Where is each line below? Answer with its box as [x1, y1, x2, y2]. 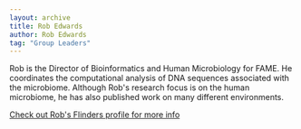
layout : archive [9, 13, 71, 23]
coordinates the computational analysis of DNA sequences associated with [9, 73, 290, 84]
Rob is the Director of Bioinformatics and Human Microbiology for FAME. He [9, 63, 293, 74]
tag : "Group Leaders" [9, 38, 92, 48]
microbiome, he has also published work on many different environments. [9, 92, 284, 103]
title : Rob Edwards [9, 22, 83, 31]
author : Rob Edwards [9, 30, 88, 39]
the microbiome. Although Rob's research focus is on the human [9, 82, 250, 93]
